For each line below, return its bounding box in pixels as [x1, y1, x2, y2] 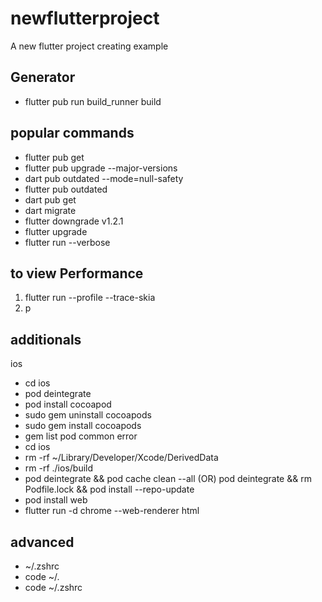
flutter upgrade [24, 225, 88, 237]
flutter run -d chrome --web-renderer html [24, 505, 200, 517]
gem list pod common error [24, 430, 138, 442]
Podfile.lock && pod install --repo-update [24, 483, 195, 496]
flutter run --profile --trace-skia [24, 292, 156, 304]
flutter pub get [24, 151, 85, 163]
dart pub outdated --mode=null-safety [24, 172, 184, 184]
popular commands [10, 125, 135, 142]
